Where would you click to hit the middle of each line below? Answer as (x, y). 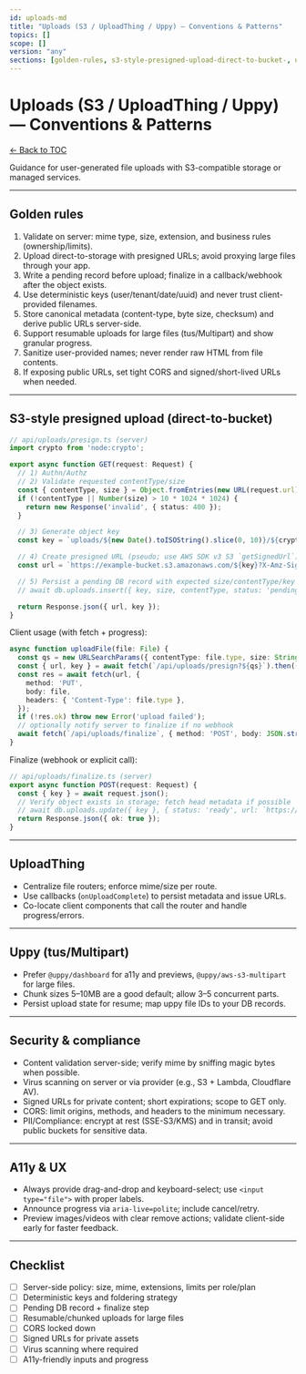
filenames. (78, 304)
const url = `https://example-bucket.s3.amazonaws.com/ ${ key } (138, 566)
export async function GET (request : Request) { (102, 465)
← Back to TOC (38, 149)
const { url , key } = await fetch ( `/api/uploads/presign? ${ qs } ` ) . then (154, 666)
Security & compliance (75, 1041)
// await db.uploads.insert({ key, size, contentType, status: (140, 590)
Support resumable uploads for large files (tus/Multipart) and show (148, 333)
